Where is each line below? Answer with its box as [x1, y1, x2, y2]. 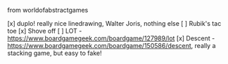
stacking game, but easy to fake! [7, 49, 102, 57]
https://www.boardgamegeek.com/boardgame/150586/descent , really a [7, 42, 216, 49]
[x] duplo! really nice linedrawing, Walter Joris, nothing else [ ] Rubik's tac [7, 19, 222, 27]
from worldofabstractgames [7, 6, 89, 14]
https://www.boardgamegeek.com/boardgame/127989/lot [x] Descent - [7, 34, 215, 42]
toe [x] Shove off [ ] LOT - [7, 27, 82, 35]
